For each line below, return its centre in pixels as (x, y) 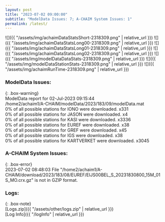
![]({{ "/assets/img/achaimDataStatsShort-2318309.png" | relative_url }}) (79, 38)
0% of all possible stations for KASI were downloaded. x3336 (68, 119)
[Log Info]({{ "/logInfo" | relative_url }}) (45, 215)
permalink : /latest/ (27, 24)
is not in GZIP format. (56, 180)
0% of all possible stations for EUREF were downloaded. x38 (67, 125)
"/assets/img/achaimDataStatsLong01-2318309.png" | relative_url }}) (82, 48)
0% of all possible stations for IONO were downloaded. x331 (67, 109)
